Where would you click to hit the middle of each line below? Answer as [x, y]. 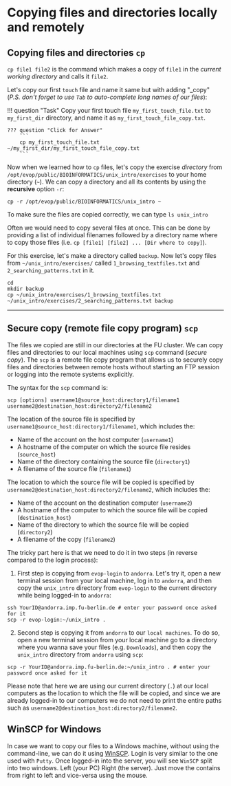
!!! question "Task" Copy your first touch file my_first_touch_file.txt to [109, 110]
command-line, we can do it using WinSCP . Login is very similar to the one [113, 753]
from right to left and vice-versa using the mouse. [77, 775]
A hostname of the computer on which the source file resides [104, 447]
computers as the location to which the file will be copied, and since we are [114, 693]
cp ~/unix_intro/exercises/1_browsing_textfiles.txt [84, 295]
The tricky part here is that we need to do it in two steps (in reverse [102, 552]
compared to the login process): [53, 560]
